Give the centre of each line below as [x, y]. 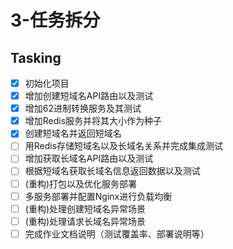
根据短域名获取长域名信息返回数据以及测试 [112, 171]
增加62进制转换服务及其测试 [83, 108]
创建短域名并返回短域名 [73, 133]
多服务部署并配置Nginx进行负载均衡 [98, 196]
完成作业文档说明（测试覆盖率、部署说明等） [117, 233]
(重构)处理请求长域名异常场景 [85, 221]
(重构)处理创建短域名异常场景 [85, 208]
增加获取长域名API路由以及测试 [89, 158]
